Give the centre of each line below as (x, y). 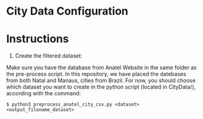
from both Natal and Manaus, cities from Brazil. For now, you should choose (101, 81)
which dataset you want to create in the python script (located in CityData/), (101, 87)
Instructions (38, 39)
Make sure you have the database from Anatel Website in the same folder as (101, 67)
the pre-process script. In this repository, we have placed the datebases (96, 74)
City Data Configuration (67, 11)
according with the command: (44, 93)
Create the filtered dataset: (49, 56)
